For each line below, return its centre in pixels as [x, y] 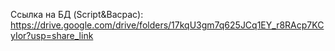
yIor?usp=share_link [52, 35]
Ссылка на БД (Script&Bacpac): [77, 14]
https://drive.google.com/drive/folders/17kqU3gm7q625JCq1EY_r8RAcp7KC [167, 25]
